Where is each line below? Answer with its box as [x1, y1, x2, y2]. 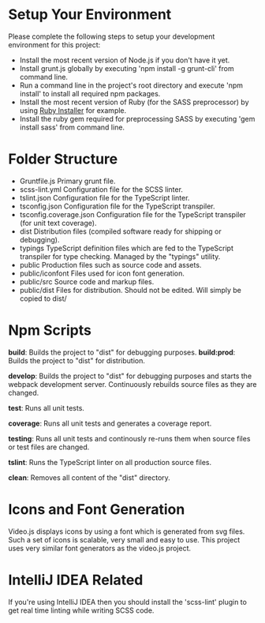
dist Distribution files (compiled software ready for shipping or [19, 227, 222, 236]
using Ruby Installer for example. [19, 105, 127, 115]
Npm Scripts [8, 321, 92, 340]
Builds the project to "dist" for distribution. [8, 355, 146, 365]
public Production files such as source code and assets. [19, 260, 202, 269]
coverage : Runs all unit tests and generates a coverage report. [8, 418, 212, 428]
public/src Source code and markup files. [19, 276, 155, 286]
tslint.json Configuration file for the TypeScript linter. [19, 193, 190, 202]
